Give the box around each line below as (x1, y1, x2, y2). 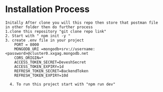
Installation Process (5, 4, 90, 15)
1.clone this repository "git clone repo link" (5, 29, 107, 34)
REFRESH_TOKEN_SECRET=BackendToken (14, 68, 89, 73)
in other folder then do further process (5, 24, 93, 30)
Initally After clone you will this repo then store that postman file (5, 20, 158, 25)
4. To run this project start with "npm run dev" (10, 81, 115, 86)
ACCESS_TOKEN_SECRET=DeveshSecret (14, 59, 86, 65)
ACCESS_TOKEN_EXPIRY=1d (14, 64, 64, 69)
